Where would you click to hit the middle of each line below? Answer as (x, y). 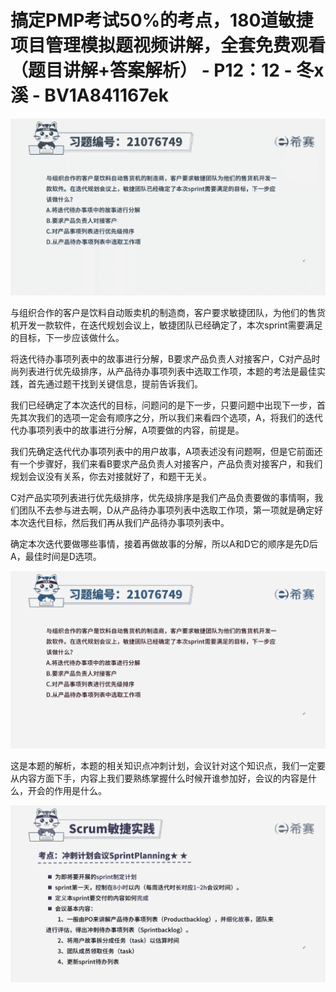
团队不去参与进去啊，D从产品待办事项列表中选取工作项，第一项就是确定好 (171, 510)
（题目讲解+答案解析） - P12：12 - (151, 70)
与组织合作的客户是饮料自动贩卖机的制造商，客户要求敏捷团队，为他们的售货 (168, 313)
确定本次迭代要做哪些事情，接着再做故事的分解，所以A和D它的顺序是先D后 (164, 544)
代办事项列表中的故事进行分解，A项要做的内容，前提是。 (127, 430)
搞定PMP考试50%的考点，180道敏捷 (162, 20)
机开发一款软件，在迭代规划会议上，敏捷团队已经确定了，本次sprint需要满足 (166, 325)
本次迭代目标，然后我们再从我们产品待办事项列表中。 (120, 523)
